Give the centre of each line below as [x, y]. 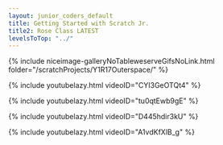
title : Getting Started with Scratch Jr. [79, 23]
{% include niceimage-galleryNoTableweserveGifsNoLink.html [111, 61]
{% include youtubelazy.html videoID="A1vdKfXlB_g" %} [102, 132]
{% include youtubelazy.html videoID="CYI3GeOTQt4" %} [105, 85]
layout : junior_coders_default [61, 16]
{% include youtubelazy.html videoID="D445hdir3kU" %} [103, 117]
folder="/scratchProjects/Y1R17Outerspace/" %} [89, 70]
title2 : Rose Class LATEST [54, 31]
